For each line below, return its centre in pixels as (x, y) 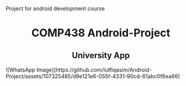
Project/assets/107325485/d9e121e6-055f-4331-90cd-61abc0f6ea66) (93, 76)
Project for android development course (55, 8)
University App (101, 55)
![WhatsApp (21, 70)
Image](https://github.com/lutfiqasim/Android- (94, 70)
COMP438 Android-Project (101, 33)
